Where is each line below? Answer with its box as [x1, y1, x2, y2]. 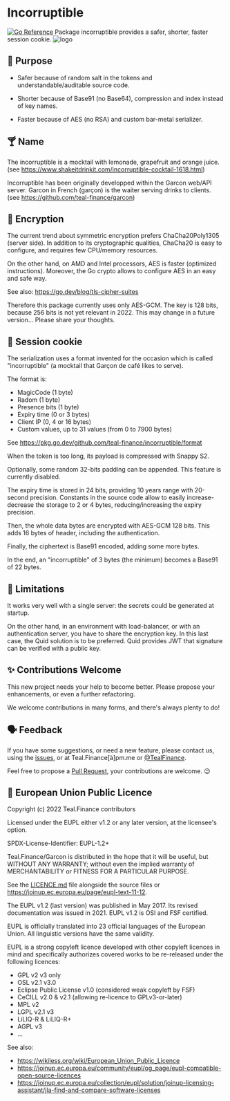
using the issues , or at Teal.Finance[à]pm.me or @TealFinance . [7, 753, 186, 761]
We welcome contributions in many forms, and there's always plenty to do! [7, 703, 220, 712]
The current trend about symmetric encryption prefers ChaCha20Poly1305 [7, 232, 220, 240]
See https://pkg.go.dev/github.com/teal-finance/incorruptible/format [7, 438, 202, 447]
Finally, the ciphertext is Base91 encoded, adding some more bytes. [7, 542, 200, 550]
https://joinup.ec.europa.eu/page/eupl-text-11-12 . [7, 888, 147, 896]
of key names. [17, 102, 58, 110]
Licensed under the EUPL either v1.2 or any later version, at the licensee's [7, 818, 218, 827]
